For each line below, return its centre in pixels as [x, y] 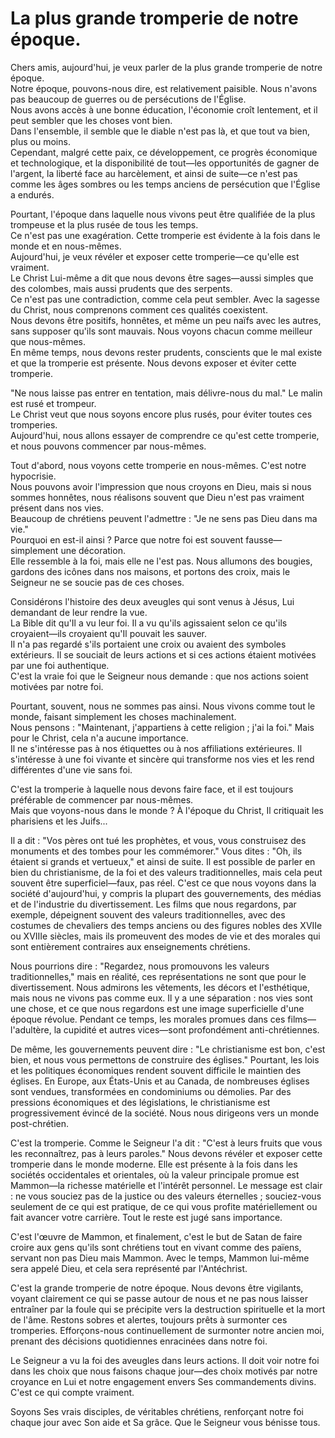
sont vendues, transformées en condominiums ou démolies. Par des [151, 1091]
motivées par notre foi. [57, 686]
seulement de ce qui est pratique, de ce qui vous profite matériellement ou [164, 1206]
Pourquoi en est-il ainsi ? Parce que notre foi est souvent [127, 539]
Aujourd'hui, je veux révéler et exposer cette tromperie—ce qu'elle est [155, 256]
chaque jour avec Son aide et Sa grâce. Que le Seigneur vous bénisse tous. [165, 1422]
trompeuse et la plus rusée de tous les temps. [104, 224]
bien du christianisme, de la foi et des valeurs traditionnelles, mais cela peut [166, 872]
